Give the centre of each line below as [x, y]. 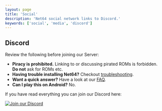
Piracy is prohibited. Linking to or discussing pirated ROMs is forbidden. [85, 64]
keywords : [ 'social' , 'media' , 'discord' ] [49, 23]
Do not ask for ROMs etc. [37, 69]
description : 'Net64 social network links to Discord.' [63, 18]
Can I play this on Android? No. [44, 85]
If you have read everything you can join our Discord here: [63, 94]
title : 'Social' [21, 14]
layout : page [18, 9]
